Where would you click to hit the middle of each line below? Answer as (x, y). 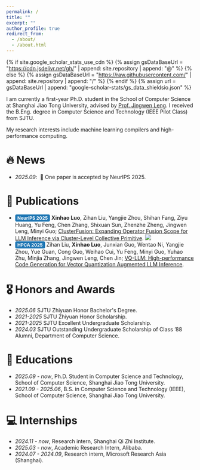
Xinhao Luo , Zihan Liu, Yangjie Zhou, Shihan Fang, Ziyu (120, 217)
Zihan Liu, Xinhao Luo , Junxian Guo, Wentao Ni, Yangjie (115, 244)
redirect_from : (25, 34)
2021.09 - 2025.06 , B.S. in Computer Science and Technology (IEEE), (100, 389)
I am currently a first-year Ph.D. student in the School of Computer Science (99, 99)
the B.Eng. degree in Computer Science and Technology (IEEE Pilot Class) (97, 112)
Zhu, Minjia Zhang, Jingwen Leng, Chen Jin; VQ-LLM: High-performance (104, 258)
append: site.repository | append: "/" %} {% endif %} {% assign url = (91, 81)
